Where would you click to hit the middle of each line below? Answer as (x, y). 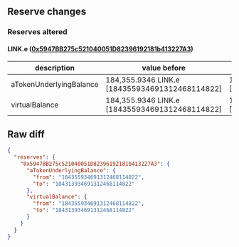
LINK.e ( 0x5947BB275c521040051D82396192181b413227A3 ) (100, 48)
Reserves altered (37, 32)
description (54, 68)
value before (164, 68)
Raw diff (26, 134)
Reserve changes (47, 12)
